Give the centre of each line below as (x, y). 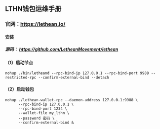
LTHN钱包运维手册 (33, 9)
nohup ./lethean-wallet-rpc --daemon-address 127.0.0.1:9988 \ (72, 100)
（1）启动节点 (19, 62)
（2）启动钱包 (20, 89)
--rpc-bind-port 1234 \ (43, 108)
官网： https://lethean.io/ (35, 24)
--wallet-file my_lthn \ (44, 113)
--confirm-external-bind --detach (74, 78)
